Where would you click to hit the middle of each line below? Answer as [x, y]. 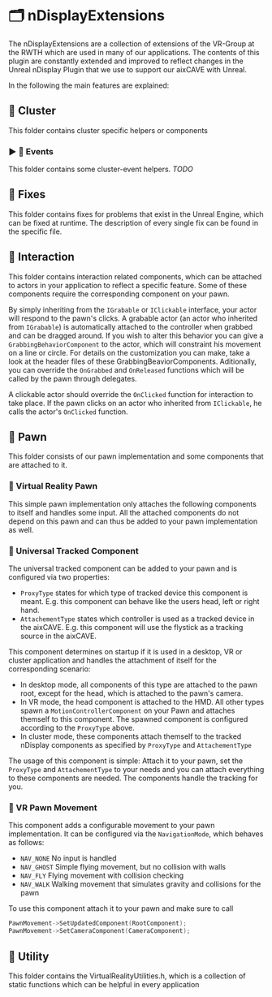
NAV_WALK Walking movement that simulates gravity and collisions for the [140, 884]
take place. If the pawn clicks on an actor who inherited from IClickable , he [135, 403]
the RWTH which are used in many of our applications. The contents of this [134, 52]
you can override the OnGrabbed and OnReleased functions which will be [127, 369]
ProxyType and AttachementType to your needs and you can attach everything [136, 770]
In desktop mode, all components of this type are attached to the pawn [139, 685]
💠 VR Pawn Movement [53, 807]
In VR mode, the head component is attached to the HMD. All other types [142, 702]
